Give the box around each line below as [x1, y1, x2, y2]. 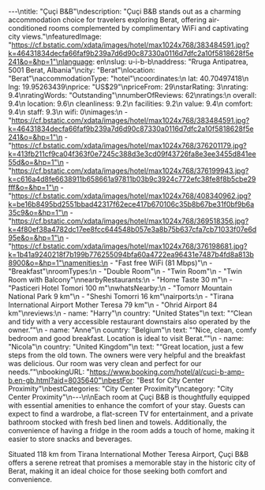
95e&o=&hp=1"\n [8, 233, 65, 242]
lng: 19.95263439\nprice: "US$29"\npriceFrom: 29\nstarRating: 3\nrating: [8, 82, 248, 92]
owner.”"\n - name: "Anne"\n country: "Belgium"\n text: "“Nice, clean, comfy [8, 325, 257, 335]
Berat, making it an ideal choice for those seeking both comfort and [8, 466, 227, 476]
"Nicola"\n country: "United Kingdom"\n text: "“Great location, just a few [8, 342, 244, 351]
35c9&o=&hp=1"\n [8, 208, 69, 217]
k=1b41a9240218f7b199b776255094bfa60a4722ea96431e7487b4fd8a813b [8, 250, 255, 259]
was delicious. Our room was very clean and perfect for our [8, 359, 202, 368]
